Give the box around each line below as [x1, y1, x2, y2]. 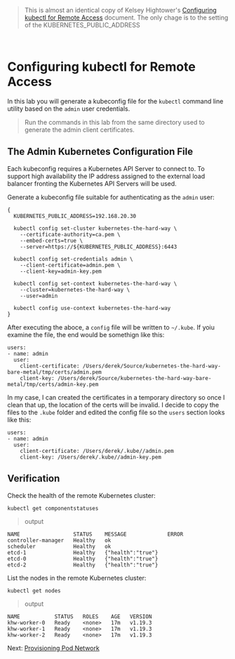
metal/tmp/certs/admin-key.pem [7, 381, 99, 388]
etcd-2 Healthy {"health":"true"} [7, 561, 159, 569]
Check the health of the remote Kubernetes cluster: [7, 491, 156, 500]
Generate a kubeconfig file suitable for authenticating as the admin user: [7, 193, 215, 201]
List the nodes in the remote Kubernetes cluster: [7, 573, 147, 582]
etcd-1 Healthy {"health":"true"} [7, 549, 159, 556]
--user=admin [20, 292, 58, 299]
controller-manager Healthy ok [7, 536, 112, 544]
